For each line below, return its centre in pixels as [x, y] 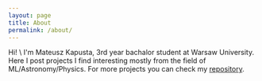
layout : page [30, 15]
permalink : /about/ [40, 30]
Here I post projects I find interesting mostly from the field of [107, 61]
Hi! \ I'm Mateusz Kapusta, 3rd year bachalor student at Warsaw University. [131, 53]
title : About [30, 23]
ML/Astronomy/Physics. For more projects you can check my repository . [126, 69]
